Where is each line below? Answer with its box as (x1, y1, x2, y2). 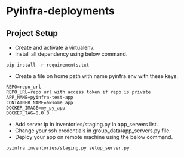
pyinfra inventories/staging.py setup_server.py (6, 145, 130, 151)
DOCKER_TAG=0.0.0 (6, 110, 50, 116)
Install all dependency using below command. (14, 50, 128, 58)
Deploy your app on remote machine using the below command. (14, 134, 173, 140)
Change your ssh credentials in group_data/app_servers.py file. (14, 127, 171, 134)
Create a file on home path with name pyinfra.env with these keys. (14, 73, 178, 79)
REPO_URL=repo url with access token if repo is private (6, 89, 151, 95)
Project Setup (6, 28, 59, 38)
